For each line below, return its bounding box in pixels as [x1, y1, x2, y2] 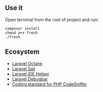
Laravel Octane [12, 61, 43, 66]
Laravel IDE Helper [12, 71, 49, 77]
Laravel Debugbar [12, 76, 48, 82]
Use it [5, 4, 23, 12]
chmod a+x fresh [5, 30, 38, 35]
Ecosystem [5, 48, 40, 56]
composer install [5, 26, 40, 31]
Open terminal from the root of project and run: [5, 16, 99, 22]
